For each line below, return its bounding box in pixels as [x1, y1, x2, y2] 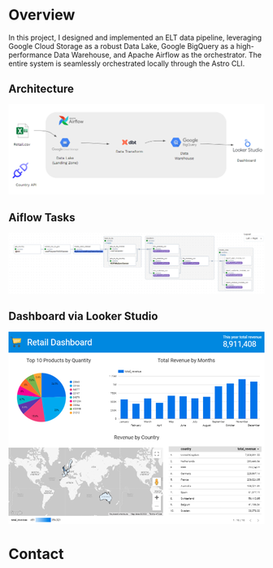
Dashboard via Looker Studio [8, 309, 158, 323]
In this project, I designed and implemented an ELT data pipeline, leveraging [8, 33, 262, 42]
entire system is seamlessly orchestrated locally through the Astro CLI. [8, 59, 245, 68]
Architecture [8, 82, 75, 96]
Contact [8, 545, 64, 563]
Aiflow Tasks [8, 210, 76, 225]
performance [8, 50, 53, 59]
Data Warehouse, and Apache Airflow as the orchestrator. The [54, 50, 262, 59]
